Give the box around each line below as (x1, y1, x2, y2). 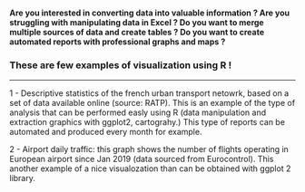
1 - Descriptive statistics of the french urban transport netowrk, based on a (9, 87, 290, 99)
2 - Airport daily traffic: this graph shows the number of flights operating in (9, 143, 289, 154)
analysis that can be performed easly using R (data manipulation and (9, 107, 266, 118)
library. (9, 172, 36, 183)
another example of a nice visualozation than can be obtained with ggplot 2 (9, 163, 291, 174)
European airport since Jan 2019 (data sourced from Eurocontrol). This (9, 153, 274, 164)
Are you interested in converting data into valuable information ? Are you (9, 7, 290, 18)
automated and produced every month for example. (9, 126, 202, 137)
